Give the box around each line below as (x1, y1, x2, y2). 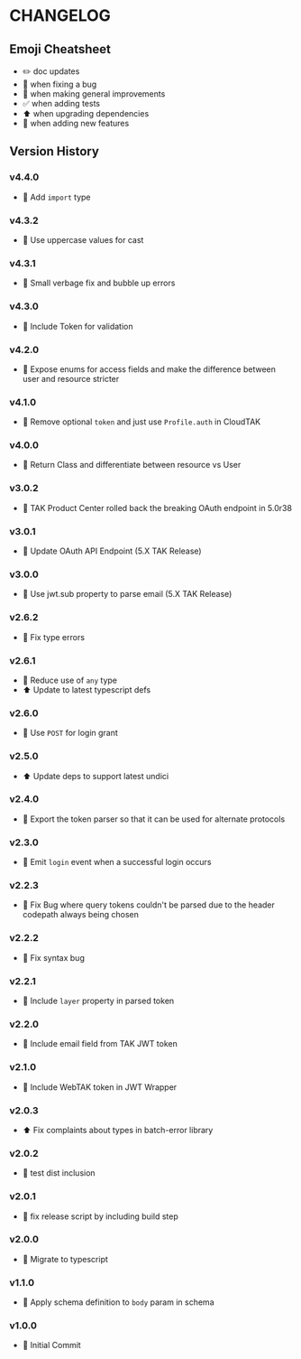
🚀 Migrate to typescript (22, 1253, 108, 1264)
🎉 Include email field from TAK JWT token (22, 1038, 178, 1049)
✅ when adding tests (22, 98, 101, 108)
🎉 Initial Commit (22, 1340, 81, 1351)
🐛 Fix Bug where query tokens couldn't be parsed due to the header (22, 899, 275, 910)
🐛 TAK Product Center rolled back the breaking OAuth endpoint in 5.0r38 (22, 502, 293, 513)
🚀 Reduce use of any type (22, 675, 118, 685)
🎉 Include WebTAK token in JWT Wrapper (22, 1081, 178, 1093)
